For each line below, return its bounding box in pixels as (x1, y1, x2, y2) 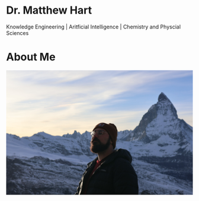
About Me (6, 50, 56, 64)
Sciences (6, 29, 29, 36)
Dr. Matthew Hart (6, 4, 92, 17)
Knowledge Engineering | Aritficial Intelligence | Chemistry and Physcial (6, 23, 181, 30)
